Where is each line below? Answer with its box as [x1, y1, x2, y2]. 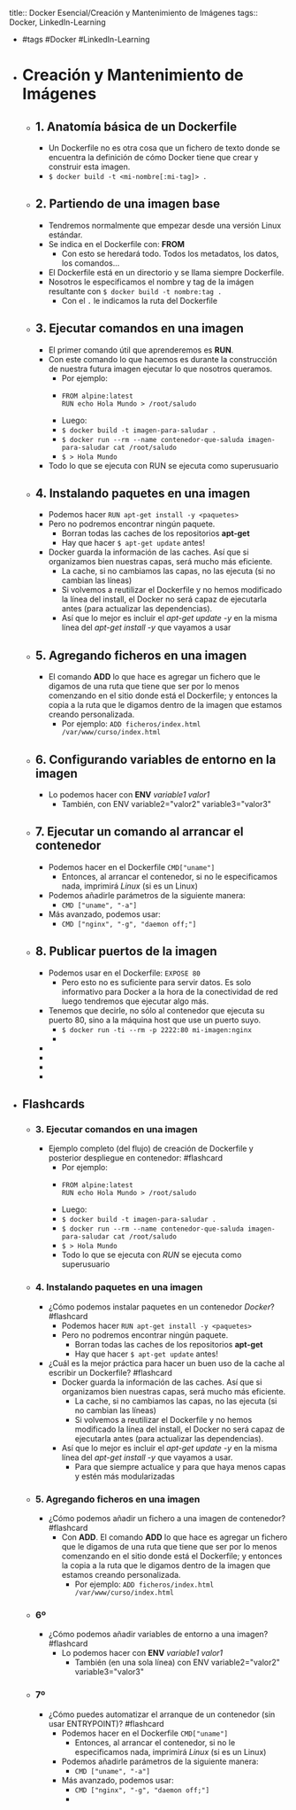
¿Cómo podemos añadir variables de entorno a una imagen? [48, 1629, 269, 1640]
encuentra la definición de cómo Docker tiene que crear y [48, 152, 259, 162]
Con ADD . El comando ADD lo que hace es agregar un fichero [61, 1532, 288, 1542]
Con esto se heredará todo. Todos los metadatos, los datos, [61, 248, 279, 259]
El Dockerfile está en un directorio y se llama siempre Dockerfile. [48, 267, 285, 277]
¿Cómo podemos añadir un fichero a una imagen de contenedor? [48, 1512, 285, 1523]
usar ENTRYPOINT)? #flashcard [48, 1718, 165, 1728]
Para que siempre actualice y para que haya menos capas [74, 1461, 286, 1472]
